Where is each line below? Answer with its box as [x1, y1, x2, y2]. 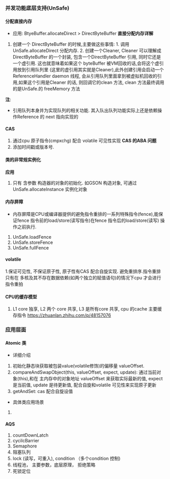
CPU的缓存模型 [5, 294, 37, 300]
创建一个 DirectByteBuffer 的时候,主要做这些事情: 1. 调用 [12, 41, 129, 47]
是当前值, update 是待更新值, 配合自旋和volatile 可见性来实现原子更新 [12, 382, 157, 388]
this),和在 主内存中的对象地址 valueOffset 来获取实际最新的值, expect [18, 376, 163, 382]
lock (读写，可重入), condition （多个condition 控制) [12, 456, 121, 462]
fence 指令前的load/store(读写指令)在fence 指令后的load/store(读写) [17, 217, 159, 223]
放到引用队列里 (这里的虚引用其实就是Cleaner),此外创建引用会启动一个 [17, 67, 164, 73]
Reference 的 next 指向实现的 [17, 114, 79, 120]
